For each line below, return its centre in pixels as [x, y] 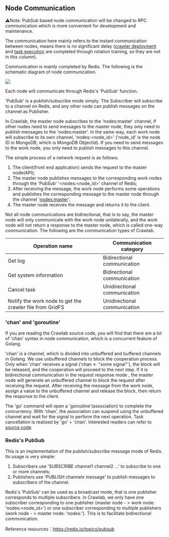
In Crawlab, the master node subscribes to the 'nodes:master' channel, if [81, 121]
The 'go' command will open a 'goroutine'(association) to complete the [78, 406]
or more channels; [31, 472]
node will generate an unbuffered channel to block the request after [75, 380]
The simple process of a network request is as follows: [62, 157]
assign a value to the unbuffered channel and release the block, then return [83, 391]
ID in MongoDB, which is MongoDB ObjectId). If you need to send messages [84, 142]
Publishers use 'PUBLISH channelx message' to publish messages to [84, 477]
